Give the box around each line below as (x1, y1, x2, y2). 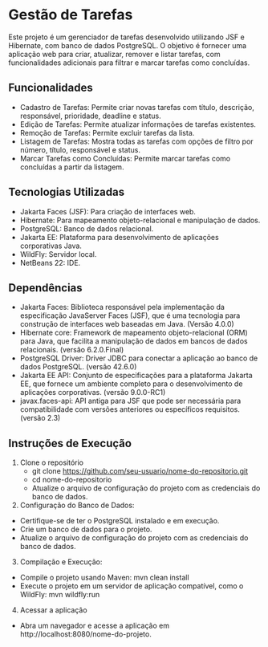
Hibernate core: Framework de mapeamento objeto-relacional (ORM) (19, 328, 248, 338)
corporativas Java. (19, 241, 83, 250)
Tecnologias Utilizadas (8, 185, 125, 199)
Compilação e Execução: (19, 557, 103, 567)
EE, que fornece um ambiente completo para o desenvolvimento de (19, 379, 243, 389)
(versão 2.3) (19, 413, 61, 423)
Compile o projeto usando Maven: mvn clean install (19, 572, 190, 583)
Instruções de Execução (8, 436, 132, 450)
